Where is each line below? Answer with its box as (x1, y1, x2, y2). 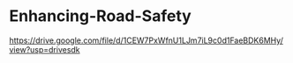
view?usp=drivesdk (9, 44, 81, 54)
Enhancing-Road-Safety (9, 6, 192, 26)
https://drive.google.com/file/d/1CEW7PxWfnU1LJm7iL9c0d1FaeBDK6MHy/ (9, 35, 284, 45)
